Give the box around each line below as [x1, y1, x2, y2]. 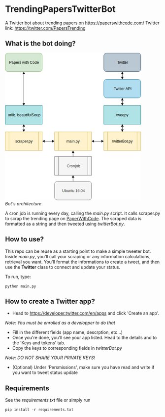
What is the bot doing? [5, 40, 76, 48]
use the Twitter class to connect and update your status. [5, 264, 121, 270]
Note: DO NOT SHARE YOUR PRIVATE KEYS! [5, 355, 96, 361]
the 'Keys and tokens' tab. [12, 340, 66, 346]
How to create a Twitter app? [5, 297, 95, 305]
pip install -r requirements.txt [5, 407, 74, 413]
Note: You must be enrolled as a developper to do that [5, 320, 116, 326]
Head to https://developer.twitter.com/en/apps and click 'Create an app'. [12, 310, 160, 316]
